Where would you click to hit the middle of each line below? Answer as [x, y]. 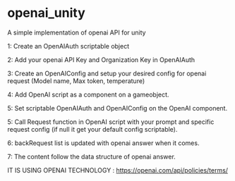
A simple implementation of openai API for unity [77, 32]
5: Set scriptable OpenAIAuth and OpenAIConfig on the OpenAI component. [117, 108]
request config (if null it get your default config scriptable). [92, 129]
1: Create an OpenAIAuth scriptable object [68, 46]
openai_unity [47, 13]
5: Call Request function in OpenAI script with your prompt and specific [111, 122]
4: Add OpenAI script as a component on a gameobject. [88, 94]
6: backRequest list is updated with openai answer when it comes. [103, 143]
